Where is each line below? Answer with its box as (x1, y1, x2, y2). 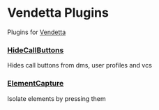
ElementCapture (7, 79, 64, 88)
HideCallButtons (7, 45, 64, 55)
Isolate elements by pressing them (7, 94, 106, 102)
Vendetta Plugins (7, 5, 109, 21)
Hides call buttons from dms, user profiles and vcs (7, 61, 152, 70)
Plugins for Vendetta (7, 28, 66, 36)
